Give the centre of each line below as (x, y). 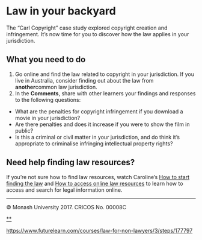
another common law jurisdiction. (56, 87)
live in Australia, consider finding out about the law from (84, 80)
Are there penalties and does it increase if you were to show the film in (103, 124)
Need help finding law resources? (71, 163)
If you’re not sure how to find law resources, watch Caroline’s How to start (98, 177)
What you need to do (46, 59)
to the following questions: (48, 99)
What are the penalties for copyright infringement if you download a (99, 111)
